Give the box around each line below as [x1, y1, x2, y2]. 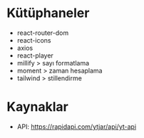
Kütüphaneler [6, 5, 90, 21]
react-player [16, 51, 54, 60]
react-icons [16, 36, 51, 44]
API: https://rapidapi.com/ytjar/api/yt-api [16, 122, 137, 131]
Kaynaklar [6, 99, 68, 115]
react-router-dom [16, 28, 69, 37]
